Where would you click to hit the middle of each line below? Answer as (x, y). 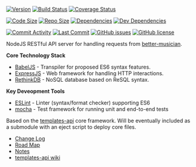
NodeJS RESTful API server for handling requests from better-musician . (94, 44)
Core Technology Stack (36, 55)
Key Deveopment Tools (35, 91)
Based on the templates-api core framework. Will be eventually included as (98, 120)
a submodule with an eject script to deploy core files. (71, 127)
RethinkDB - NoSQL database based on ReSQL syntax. (82, 80)
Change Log (30, 138)
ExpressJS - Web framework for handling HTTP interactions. (89, 73)
